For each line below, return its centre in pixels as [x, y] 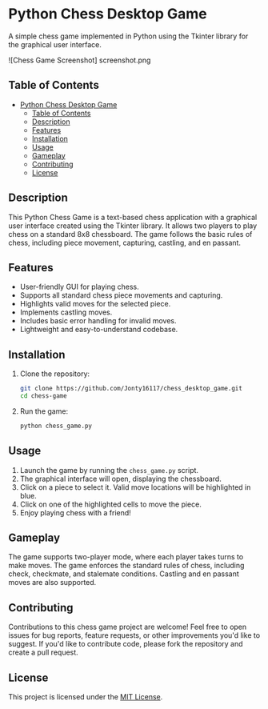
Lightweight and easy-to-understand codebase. [99, 330]
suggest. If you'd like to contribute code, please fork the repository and [126, 644]
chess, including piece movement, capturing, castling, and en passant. [125, 242]
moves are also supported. [52, 583]
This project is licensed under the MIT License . [86, 697]
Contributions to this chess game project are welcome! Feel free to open [128, 627]
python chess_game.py [56, 426]
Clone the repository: [55, 374]
